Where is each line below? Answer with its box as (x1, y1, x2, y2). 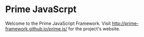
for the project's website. (68, 25, 120, 31)
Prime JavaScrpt (5, 4, 77, 15)
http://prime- (112, 20, 139, 26)
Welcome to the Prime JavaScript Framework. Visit (5, 20, 111, 26)
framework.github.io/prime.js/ (5, 25, 67, 31)
